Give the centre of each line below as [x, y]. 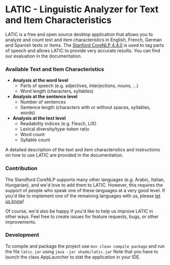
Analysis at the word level [40, 81]
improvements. [21, 222]
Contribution [21, 168]
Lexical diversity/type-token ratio [55, 129]
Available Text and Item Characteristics [55, 69]
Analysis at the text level [39, 118]
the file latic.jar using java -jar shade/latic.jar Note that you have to [82, 251]
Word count [32, 135]
